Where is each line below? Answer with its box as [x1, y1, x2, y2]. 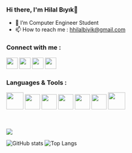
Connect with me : [6, 44, 62, 52]
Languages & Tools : [6, 78, 67, 86]
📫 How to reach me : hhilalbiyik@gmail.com [15, 26, 126, 33]
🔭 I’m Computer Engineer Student [15, 19, 99, 27]
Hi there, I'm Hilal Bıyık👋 [6, 5, 78, 14]
